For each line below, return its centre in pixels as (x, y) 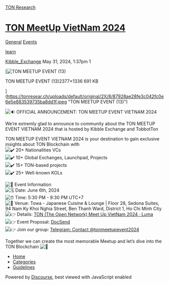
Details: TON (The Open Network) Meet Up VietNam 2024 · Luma (85, 214)
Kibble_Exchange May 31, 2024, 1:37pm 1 (48, 61)
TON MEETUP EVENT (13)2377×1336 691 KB (52, 81)
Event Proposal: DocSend (44, 222)
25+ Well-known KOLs (39, 172)
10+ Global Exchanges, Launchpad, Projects (61, 157)
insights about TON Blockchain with (43, 144)
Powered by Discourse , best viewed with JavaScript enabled (69, 277)
